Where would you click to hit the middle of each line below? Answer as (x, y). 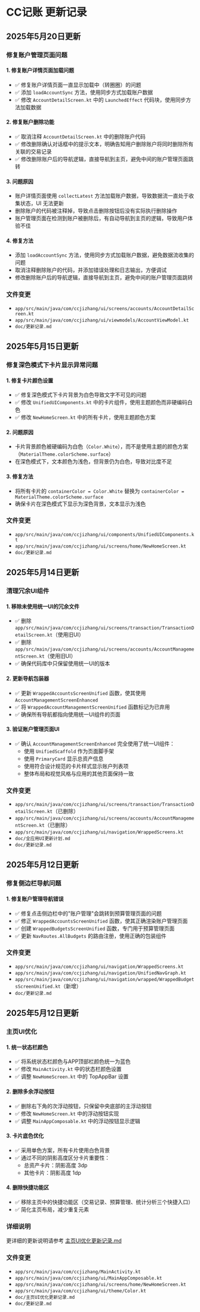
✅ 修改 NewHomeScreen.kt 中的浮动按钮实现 (67, 1114)
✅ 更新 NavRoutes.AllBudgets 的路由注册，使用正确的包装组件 (90, 935)
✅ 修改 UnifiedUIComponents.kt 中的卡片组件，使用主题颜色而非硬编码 (101, 402)
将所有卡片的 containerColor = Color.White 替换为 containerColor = (99, 491)
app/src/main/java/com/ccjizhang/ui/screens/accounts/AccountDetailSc (104, 309)
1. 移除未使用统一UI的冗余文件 (43, 606)
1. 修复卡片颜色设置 (30, 380)
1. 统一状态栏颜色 (27, 1047)
